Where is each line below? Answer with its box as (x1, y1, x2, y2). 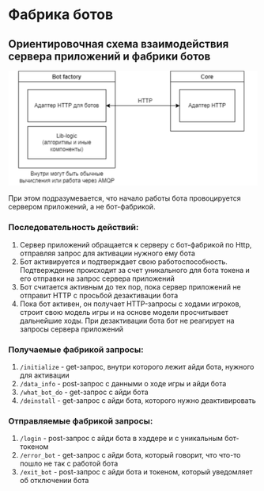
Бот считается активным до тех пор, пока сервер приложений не (19, 282, 241, 291)
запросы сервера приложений (19, 324, 124, 334)
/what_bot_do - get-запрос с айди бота (19, 387, 149, 397)
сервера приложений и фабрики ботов (8, 49, 211, 63)
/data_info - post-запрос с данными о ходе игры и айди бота (19, 378, 227, 388)
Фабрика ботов (8, 6, 114, 24)
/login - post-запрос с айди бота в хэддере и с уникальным (19, 434, 224, 443)
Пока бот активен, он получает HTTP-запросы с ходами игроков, (19, 299, 242, 309)
